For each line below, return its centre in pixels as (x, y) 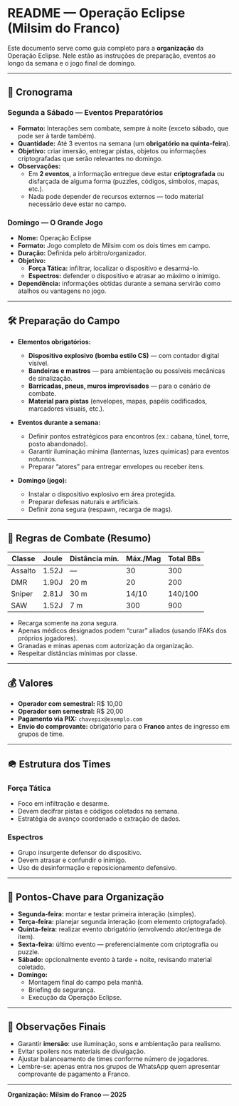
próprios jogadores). (48, 638)
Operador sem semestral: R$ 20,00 (70, 712)
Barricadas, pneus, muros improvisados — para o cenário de (119, 386)
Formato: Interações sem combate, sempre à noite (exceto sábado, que (123, 128)
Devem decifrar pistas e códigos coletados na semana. (99, 811)
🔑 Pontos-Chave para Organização (86, 897)
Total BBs (185, 558)
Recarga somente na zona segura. (68, 623)
